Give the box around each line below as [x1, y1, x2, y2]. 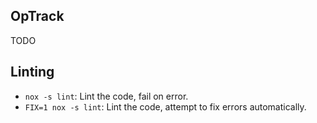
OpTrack [10, 8, 65, 25]
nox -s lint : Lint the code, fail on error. [24, 90, 189, 102]
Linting [10, 64, 55, 81]
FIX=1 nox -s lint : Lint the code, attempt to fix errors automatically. [24, 100, 307, 113]
